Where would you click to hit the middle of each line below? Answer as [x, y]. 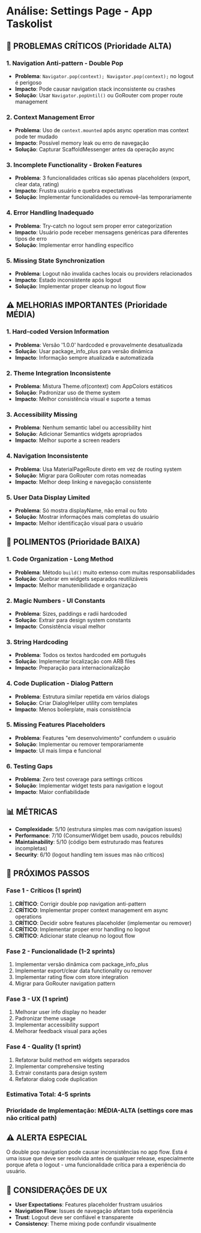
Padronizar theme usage [45, 1019]
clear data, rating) [37, 184]
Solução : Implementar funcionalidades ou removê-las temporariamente [103, 197]
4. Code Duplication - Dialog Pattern [60, 683]
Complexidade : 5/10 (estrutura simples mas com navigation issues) [98, 829]
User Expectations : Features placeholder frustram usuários [89, 1204]
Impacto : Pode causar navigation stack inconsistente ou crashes [95, 89]
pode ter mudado [36, 137]
